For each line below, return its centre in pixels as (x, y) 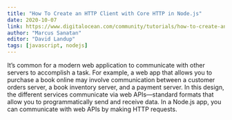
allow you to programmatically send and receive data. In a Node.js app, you (114, 102)
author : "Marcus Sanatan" (44, 33)
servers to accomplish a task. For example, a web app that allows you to (110, 72)
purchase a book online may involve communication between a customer (111, 80)
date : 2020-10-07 (32, 20)
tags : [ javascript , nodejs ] (48, 46)
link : (15, 26)
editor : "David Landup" (41, 39)
